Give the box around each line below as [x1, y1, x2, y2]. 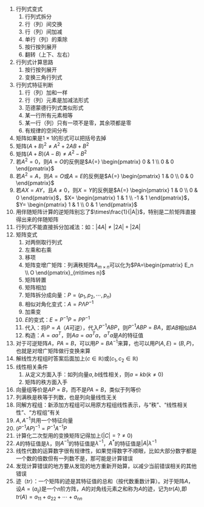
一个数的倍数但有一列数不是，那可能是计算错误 [15, 455, 133, 462]
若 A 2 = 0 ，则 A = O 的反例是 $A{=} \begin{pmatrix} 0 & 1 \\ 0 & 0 [15, 157, 174, 165]
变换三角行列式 [24, 74, 63, 81]
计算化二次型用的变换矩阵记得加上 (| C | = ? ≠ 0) [15, 432, 133, 439]
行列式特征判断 [15, 81, 53, 88]
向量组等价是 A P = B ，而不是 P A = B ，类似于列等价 [15, 386, 141, 393]
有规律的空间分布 [24, 127, 68, 134]
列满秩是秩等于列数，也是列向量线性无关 [15, 394, 117, 401]
